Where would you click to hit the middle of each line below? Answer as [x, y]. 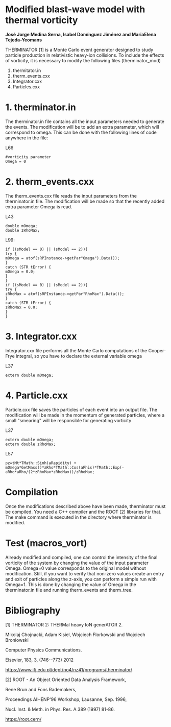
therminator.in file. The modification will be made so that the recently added [85, 201]
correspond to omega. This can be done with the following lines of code [81, 132]
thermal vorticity [42, 20]
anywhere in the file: [27, 138]
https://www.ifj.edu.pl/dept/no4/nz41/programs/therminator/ [69, 669]
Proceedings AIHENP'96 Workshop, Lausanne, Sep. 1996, [66, 699]
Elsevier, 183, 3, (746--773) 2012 [40, 660]
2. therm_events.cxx [50, 182]
